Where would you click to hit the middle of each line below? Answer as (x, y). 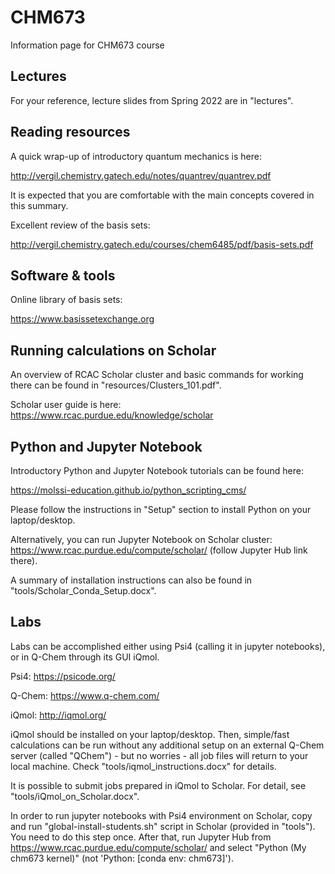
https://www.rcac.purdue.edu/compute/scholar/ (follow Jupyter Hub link (159, 550)
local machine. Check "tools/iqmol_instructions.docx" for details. (143, 766)
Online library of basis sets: (66, 300)
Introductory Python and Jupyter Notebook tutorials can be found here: (157, 470)
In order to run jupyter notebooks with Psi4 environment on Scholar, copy (161, 815)
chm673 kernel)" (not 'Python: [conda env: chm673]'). (122, 858)
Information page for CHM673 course (87, 45)
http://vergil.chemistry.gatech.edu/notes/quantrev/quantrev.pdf (141, 175)
